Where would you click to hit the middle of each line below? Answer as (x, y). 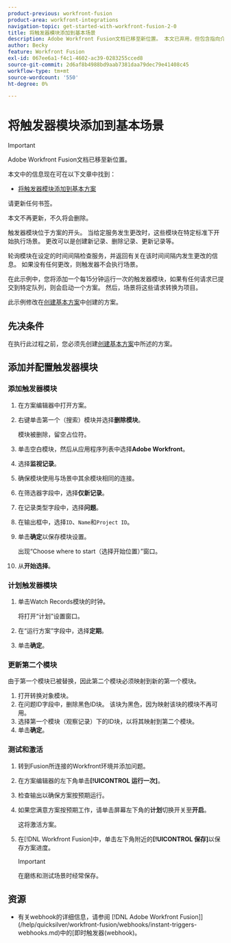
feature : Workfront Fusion (46, 52)
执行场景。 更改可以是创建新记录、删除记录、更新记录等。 (95, 241)
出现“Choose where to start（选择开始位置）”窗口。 (89, 551)
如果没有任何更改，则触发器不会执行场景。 (81, 265)
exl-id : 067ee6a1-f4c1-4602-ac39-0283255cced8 (75, 58)
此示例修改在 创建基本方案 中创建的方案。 (65, 302)
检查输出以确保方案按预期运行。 (63, 795)
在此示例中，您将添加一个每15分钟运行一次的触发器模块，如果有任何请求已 (113, 279)
